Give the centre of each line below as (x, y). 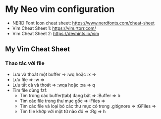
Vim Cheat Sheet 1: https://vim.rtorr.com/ (54, 28)
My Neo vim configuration (60, 9)
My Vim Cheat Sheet (38, 49)
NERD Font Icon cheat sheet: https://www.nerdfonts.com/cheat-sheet (83, 23)
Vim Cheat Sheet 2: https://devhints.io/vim (55, 33)
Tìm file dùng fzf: (30, 90)
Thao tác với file (25, 63)
